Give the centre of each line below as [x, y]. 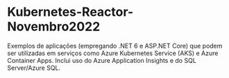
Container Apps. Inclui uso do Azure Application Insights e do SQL [102, 60]
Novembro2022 [54, 27]
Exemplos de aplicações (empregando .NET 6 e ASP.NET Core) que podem [115, 46]
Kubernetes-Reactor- [70, 12]
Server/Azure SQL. [34, 68]
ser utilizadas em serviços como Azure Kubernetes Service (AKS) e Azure [113, 53]
